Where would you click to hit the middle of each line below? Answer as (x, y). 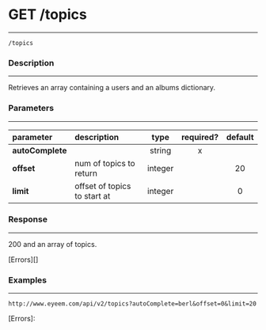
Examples (28, 280)
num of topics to (105, 163)
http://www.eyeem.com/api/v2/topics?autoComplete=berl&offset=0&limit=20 (133, 304)
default (240, 137)
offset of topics (103, 186)
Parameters (31, 108)
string (160, 150)
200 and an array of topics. (53, 244)
